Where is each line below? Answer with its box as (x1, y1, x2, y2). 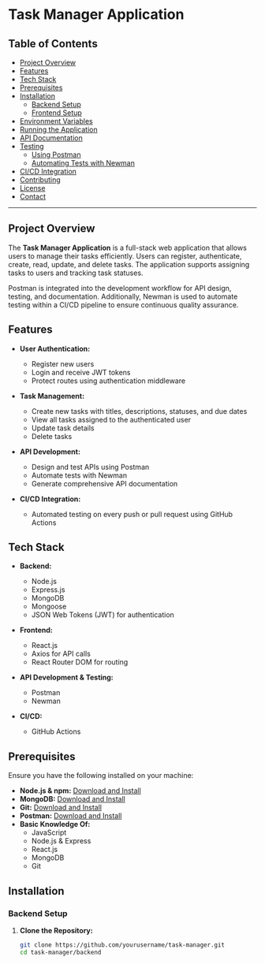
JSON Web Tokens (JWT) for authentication (31, 610, 175, 620)
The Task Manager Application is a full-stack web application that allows (8, 243, 247, 252)
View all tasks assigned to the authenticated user (31, 415, 192, 424)
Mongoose (31, 601, 67, 612)
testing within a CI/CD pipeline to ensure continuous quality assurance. (8, 300, 239, 309)
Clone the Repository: (19, 925, 93, 935)
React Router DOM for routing (31, 657, 129, 667)
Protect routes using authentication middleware (31, 376, 186, 385)
